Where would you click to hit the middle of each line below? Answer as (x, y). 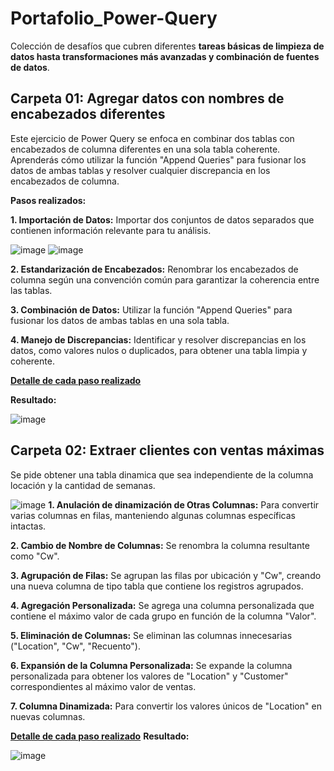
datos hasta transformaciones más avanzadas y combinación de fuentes (165, 56)
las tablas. (31, 290)
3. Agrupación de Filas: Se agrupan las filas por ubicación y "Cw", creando (166, 575)
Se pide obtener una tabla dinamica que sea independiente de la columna (162, 474)
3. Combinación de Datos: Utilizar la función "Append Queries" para (151, 309)
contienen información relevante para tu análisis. (111, 230)
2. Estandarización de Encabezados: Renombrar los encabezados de (154, 269)
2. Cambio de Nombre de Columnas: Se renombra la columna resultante (160, 545)
